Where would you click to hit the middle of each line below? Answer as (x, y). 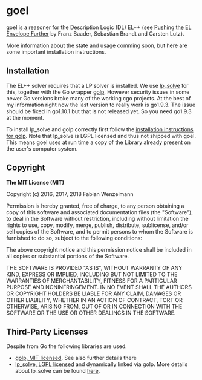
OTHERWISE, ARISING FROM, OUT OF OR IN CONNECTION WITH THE (94, 306)
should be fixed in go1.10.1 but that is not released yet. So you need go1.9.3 (99, 111)
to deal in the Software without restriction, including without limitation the (97, 218)
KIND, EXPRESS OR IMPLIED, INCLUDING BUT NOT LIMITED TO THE (92, 274)
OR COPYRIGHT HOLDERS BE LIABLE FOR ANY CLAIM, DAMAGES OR (94, 293)
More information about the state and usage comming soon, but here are (97, 45)
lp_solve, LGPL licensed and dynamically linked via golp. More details (101, 364)
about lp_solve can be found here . (57, 371)
